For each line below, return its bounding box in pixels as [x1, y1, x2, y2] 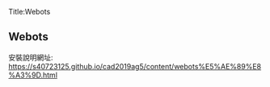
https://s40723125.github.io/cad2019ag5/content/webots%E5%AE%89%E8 [8, 61, 262, 71]
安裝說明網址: [8, 52, 54, 62]
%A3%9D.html [8, 70, 58, 80]
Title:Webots [8, 7, 51, 16]
